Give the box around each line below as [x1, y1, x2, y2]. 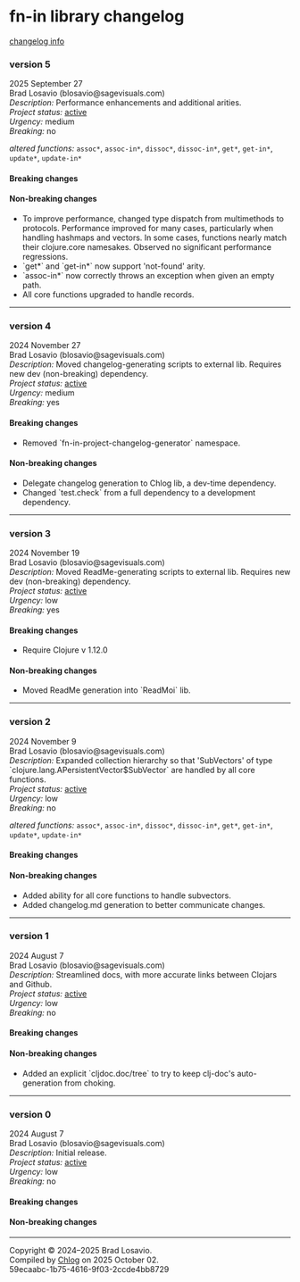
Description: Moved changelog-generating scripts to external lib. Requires [9, 359, 282, 370]
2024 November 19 [9, 547, 80, 559]
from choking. [63, 1078, 116, 1088]
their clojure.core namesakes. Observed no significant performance [21, 242, 272, 253]
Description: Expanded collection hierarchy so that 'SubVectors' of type [9, 754, 273, 765]
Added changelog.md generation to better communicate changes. [21, 899, 266, 910]
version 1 [9, 930, 49, 943]
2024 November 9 [9, 736, 77, 746]
